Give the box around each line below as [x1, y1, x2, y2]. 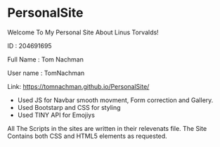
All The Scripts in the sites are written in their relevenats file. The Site [7, 124, 207, 132]
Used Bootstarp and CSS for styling [17, 103, 121, 111]
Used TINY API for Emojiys [17, 111, 95, 119]
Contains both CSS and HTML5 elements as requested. [7, 132, 167, 140]
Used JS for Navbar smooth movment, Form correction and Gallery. [17, 96, 214, 104]
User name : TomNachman [7, 69, 85, 77]
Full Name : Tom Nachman [7, 55, 84, 64]
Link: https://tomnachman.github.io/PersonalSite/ [7, 82, 150, 90]
